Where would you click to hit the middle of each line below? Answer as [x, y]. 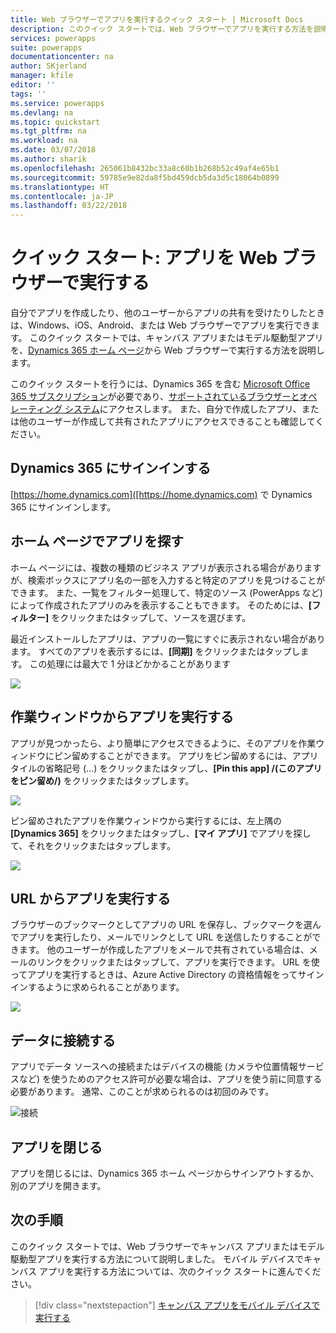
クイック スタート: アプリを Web [144, 258]
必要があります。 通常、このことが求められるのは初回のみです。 [142, 1092]
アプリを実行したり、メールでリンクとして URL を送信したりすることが [165, 937]
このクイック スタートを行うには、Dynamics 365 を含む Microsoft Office [160, 384]
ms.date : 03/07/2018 [53, 150]
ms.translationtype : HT [60, 187]
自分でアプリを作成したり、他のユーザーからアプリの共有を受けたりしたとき [168, 313]
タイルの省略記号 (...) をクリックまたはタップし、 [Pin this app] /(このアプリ [166, 768]
